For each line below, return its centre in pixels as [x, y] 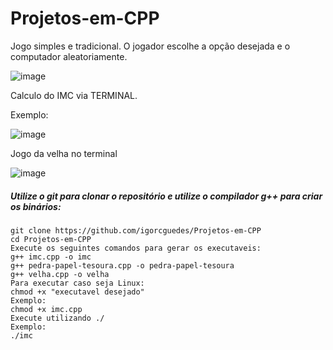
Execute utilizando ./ [57, 318]
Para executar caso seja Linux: [77, 283]
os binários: [36, 206]
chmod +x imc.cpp [46, 309]
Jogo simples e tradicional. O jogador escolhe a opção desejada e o [150, 46]
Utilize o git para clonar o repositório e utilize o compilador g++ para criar [166, 196]
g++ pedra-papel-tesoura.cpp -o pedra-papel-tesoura [122, 265]
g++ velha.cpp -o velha [60, 274]
